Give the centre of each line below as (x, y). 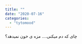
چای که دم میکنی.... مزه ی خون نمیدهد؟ (41, 36)
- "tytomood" (23, 23)
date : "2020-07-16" (25, 14)
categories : (17, 18)
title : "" (15, 9)
